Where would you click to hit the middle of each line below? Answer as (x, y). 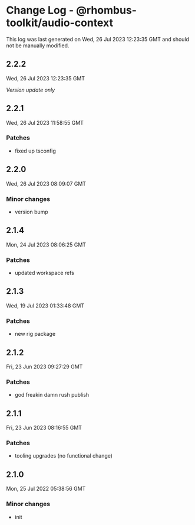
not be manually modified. (38, 46)
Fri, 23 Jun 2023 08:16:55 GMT (44, 428)
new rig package (35, 334)
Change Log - (40, 10)
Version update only (31, 90)
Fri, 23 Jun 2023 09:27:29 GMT (44, 367)
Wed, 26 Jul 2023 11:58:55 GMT (45, 122)
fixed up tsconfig (35, 151)
